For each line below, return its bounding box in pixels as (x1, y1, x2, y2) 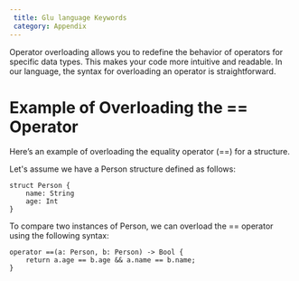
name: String (25, 189, 75, 199)
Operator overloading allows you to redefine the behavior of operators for (9, 46, 284, 57)
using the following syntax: (9, 230, 110, 241)
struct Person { (9, 182, 70, 191)
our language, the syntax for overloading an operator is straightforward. (9, 65, 276, 77)
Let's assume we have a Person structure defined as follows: (9, 164, 237, 174)
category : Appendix (13, 22, 88, 31)
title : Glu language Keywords (13, 13, 127, 23)
